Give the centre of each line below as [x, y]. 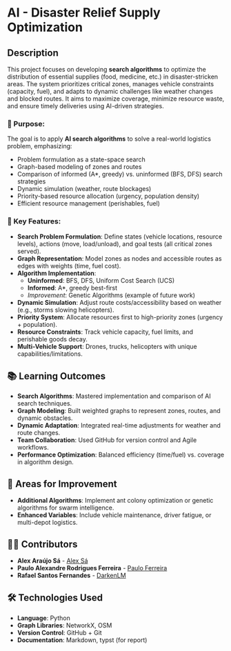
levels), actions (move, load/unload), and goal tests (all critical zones [114, 243]
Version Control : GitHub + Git [59, 632]
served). [29, 251]
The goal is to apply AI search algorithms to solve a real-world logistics [109, 139]
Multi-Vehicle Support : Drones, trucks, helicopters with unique [107, 346]
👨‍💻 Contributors [42, 544]
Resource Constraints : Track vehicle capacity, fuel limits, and [105, 332]
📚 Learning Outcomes [57, 376]
